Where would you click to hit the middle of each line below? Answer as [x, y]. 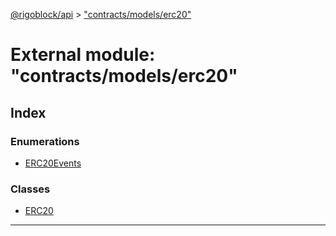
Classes [30, 189]
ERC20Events [53, 163]
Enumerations [45, 141]
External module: [83, 55]
